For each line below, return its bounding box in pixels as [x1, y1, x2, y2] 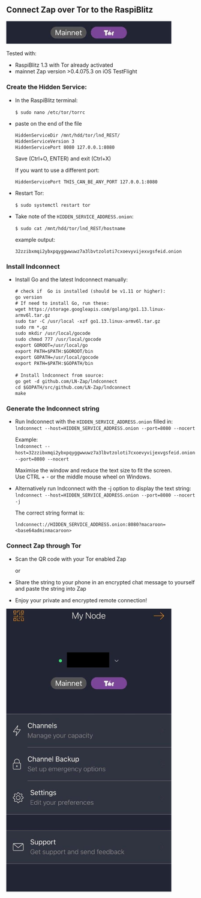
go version [14, 295, 43, 301]
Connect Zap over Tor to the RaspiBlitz [6, 5, 154, 15]
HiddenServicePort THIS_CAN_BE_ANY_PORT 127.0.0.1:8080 [14, 179, 158, 185]
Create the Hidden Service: [6, 83, 87, 91]
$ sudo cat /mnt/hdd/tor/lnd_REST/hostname [14, 225, 126, 231]
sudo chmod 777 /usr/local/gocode [14, 337, 101, 343]
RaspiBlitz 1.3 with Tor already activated [14, 61, 113, 69]
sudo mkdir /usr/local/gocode [14, 331, 91, 337]
